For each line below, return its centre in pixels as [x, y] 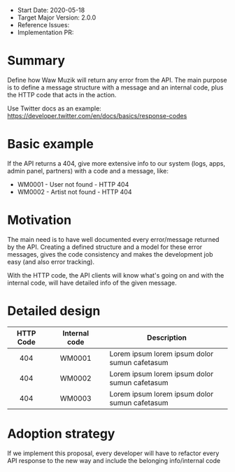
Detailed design [54, 311]
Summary [36, 60]
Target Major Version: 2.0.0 [57, 17]
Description [167, 337]
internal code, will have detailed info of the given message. [92, 283]
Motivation [40, 220]
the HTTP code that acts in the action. [62, 94]
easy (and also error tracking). [51, 262]
